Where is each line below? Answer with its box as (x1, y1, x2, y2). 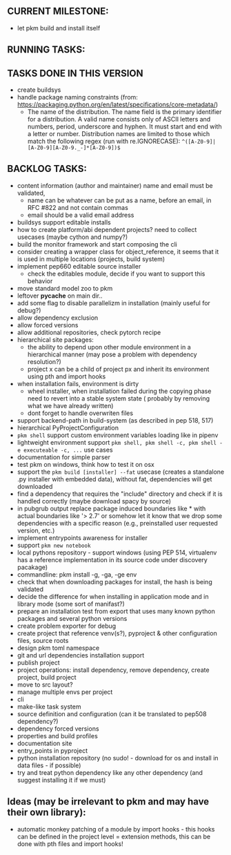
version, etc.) (17, 526, 55, 535)
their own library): (7, 807, 86, 818)
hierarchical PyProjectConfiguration (17, 423, 119, 432)
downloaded (17, 482, 53, 490)
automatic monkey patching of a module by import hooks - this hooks (17, 825, 215, 833)
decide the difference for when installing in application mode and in (17, 592, 209, 600)
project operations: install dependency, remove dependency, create (17, 666, 210, 674)
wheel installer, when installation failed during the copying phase (27, 387, 212, 395)
